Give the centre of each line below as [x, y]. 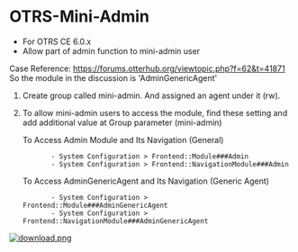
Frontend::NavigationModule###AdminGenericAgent [115, 221]
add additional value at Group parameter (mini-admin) [122, 122]
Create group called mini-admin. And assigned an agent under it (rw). [151, 95]
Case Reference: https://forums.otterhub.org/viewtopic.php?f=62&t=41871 [147, 68]
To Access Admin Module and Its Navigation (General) [123, 139]
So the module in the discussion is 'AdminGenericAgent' [113, 77]
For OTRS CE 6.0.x [57, 41]
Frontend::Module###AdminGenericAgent [95, 205]
